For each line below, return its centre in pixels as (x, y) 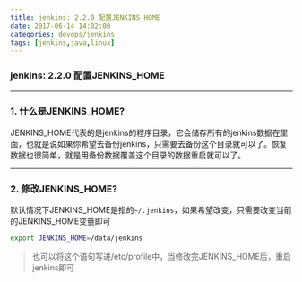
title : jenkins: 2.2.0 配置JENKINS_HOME (85, 17)
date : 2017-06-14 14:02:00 (60, 26)
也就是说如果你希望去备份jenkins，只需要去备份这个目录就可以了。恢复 (156, 143)
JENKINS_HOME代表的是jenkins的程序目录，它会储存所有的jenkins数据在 (145, 132)
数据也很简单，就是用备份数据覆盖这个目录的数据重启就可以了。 (128, 155)
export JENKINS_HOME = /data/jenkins (77, 238)
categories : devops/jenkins (63, 34)
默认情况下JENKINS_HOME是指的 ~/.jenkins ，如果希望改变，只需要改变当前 (151, 210)
